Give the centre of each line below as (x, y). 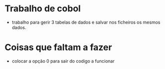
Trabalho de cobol (43, 9)
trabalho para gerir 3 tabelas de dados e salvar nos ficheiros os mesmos (86, 22)
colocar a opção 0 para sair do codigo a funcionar (63, 61)
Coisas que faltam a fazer (58, 48)
